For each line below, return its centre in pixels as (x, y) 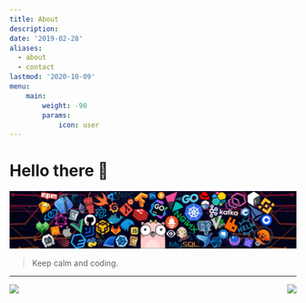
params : (56, 115)
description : (34, 29)
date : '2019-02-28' (46, 38)
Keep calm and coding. (75, 263)
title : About (34, 19)
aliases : (26, 48)
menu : (20, 86)
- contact (36, 67)
